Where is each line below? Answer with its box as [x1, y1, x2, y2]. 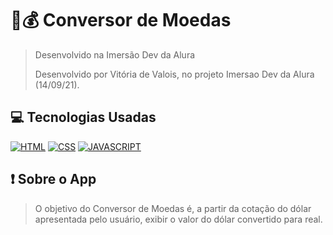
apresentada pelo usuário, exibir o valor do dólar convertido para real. [34, 213, 323, 225]
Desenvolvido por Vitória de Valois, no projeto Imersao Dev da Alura [34, 68, 315, 80]
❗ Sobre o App [10, 171, 97, 188]
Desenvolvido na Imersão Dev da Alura [34, 48, 196, 61]
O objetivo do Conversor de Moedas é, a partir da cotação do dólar [34, 202, 312, 214]
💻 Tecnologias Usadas [10, 109, 157, 126]
